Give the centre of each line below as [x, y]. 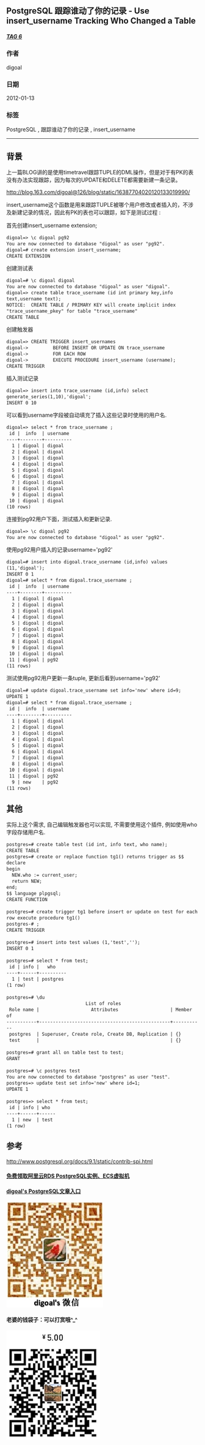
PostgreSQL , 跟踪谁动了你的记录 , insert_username [71, 130]
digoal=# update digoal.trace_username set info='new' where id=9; [94, 691]
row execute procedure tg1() [43, 918]
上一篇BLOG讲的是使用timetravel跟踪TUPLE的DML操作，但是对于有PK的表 [100, 173]
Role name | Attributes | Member [100, 1009]
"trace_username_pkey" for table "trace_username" [72, 311]
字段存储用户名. [26, 832]
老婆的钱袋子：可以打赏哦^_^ [42, 1320]
